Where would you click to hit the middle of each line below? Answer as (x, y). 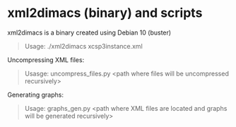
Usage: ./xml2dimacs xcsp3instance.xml (83, 46)
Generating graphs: (35, 95)
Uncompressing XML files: (46, 60)
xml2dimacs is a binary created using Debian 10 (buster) (89, 32)
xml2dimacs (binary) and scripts (105, 13)
